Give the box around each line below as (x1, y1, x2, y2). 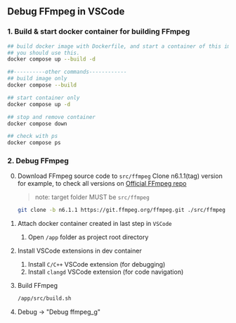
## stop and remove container (7, 113, 96, 120)
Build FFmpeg (17, 281, 58, 290)
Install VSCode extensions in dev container (17, 246, 142, 255)
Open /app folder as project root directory (27, 233, 149, 241)
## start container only (7, 94, 80, 101)
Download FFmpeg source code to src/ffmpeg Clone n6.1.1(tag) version (17, 172, 223, 180)
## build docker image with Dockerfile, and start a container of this (7, 42, 221, 50)
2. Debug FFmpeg (7, 156, 69, 166)
